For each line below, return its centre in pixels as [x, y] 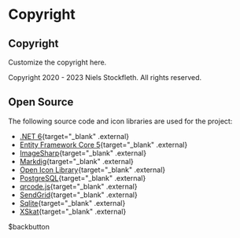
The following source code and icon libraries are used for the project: [120, 121]
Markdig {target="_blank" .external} [76, 161]
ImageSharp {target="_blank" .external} [83, 153]
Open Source [41, 103]
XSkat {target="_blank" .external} [73, 211]
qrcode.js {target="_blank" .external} [78, 186]
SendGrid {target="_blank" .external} [78, 195]
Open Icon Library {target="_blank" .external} [92, 170]
